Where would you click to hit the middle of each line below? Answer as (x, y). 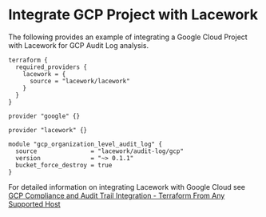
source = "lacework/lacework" (79, 81)
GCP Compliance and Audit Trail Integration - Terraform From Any (117, 195)
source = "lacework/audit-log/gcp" (99, 151)
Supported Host (35, 204)
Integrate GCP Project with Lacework (133, 15)
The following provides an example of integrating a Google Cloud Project (128, 37)
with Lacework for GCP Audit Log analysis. (79, 45)
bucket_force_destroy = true (64, 165)
